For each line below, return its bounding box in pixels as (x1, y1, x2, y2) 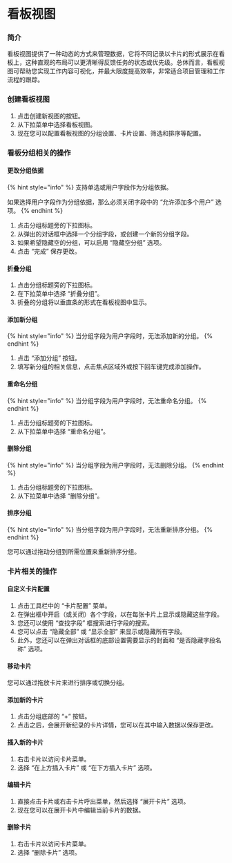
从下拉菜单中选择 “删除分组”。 (17, 492, 104, 500)
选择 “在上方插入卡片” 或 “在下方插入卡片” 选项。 (17, 763, 157, 772)
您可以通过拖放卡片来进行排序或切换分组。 (7, 678, 128, 687)
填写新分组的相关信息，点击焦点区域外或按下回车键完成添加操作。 (17, 362, 205, 371)
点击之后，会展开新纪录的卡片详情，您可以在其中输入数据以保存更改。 (17, 721, 217, 730)
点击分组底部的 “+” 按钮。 (17, 712, 91, 721)
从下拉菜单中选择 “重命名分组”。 (17, 427, 110, 436)
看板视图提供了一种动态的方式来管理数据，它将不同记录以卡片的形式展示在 (7, 50, 219, 58)
